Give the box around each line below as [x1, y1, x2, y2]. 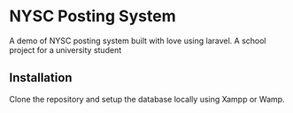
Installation [9, 71, 73, 86]
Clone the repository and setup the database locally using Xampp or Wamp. [9, 94, 285, 104]
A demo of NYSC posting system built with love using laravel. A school [9, 35, 267, 46]
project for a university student [9, 44, 122, 55]
